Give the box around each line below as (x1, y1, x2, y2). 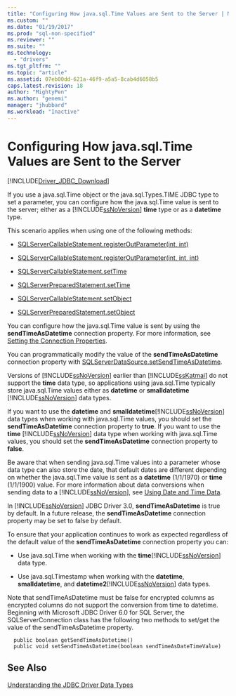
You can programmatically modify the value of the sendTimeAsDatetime (7, 350, 218, 358)
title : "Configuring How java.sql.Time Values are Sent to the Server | (7, 10, 225, 18)
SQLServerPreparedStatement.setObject (17, 308, 136, 316)
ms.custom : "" (7, 17, 49, 24)
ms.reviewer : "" (7, 37, 55, 44)
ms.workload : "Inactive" (7, 108, 80, 115)
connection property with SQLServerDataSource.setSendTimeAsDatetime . (7, 357, 223, 366)
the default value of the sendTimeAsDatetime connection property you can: (7, 537, 229, 546)
